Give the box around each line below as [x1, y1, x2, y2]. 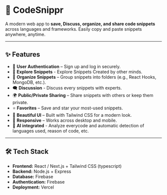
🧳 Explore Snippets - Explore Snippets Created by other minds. [12, 69, 143, 75]
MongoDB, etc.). [12, 79, 46, 85]
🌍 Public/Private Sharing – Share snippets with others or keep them [12, 92, 154, 98]
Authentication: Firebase [12, 179, 65, 185]
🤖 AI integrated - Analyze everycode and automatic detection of [12, 122, 145, 128]
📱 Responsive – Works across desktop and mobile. [12, 117, 117, 123]
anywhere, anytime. [5, 31, 46, 37]
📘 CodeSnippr [5, 4, 64, 16]
